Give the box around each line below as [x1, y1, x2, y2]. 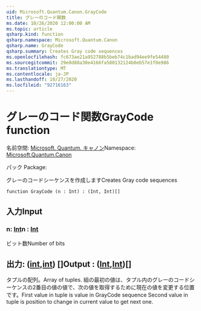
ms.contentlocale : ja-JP [6, 71, 69, 77]
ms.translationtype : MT [6, 65, 67, 72]
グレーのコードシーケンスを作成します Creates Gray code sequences [6, 176, 177, 184]
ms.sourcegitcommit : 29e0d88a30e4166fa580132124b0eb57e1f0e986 [6, 59, 170, 65]
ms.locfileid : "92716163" [6, 82, 71, 89]
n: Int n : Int [6, 225, 39, 233]
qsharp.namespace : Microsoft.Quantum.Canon [6, 37, 118, 43]
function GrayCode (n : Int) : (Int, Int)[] [6, 189, 120, 195]
